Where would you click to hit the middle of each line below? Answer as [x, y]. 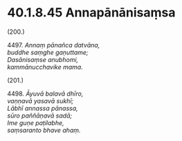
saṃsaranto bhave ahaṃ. [44, 130]
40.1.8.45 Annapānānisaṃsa [91, 13]
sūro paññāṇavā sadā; [40, 116]
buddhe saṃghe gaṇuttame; [48, 52]
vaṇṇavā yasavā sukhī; [40, 100]
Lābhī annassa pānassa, [43, 108]
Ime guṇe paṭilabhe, [36, 122]
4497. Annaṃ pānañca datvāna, [54, 45]
